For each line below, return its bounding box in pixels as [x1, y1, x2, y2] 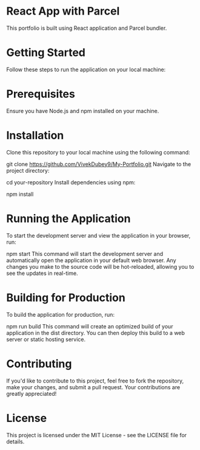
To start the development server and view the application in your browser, [6, 232, 191, 239]
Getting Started [6, 46, 86, 60]
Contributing [6, 357, 72, 370]
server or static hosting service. [6, 336, 86, 343]
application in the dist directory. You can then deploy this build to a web [6, 329, 185, 336]
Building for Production [6, 291, 125, 305]
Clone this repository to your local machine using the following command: [6, 148, 190, 156]
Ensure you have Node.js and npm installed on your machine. [6, 107, 159, 114]
